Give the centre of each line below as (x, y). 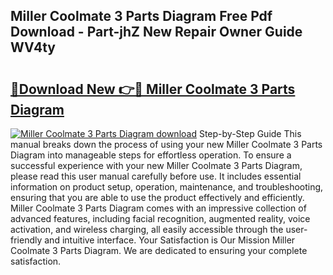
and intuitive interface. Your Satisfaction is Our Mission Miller (170, 240)
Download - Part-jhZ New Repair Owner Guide (156, 32)
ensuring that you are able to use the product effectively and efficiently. (157, 197)
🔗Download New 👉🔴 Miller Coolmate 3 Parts (153, 89)
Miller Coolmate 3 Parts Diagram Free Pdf (141, 16)
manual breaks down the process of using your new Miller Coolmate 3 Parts (166, 144)
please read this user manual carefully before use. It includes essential (156, 176)
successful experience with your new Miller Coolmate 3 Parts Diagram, (156, 165)
